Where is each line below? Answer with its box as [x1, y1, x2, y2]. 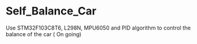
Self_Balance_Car [5, 4, 97, 18]
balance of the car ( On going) [5, 30, 82, 37]
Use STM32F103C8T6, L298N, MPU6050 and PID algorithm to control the [5, 24, 191, 31]
